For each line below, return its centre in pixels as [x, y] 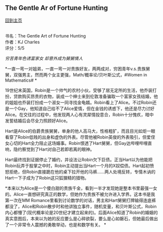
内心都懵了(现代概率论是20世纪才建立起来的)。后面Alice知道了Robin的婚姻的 [81, 212]
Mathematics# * [21, 80]
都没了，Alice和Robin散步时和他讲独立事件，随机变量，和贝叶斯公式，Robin [81, 206]
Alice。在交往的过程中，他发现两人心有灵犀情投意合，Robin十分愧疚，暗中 [80, 114]
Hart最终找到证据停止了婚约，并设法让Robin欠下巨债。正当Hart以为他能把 [79, 160]
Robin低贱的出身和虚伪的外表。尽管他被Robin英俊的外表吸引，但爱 [84, 137]
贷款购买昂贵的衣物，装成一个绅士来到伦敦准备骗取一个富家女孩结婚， [83, 96]
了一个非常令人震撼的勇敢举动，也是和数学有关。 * [56, 224]
